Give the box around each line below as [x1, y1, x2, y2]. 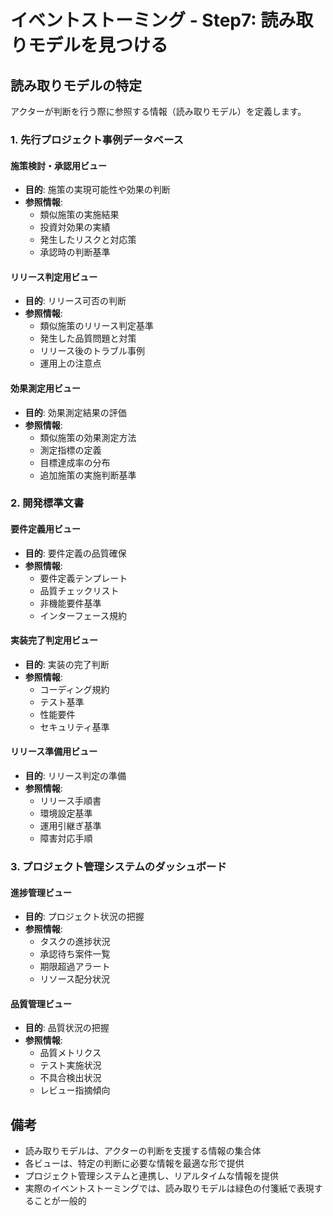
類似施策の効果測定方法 [39, 431, 137, 443]
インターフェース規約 [39, 609, 128, 621]
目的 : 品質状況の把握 [24, 1022, 110, 1034]
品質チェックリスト [39, 584, 120, 596]
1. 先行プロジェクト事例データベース [10, 132, 184, 146]
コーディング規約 [39, 683, 110, 695]
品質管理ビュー [10, 997, 72, 1010]
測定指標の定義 [39, 444, 102, 456]
